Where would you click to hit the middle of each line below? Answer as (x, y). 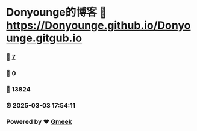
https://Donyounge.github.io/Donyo (98, 26)
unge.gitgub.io (44, 38)
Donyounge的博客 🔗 (57, 12)
